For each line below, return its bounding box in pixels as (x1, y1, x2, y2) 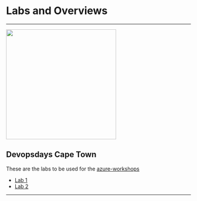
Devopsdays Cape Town (6, 149, 97, 159)
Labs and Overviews (6, 4, 108, 18)
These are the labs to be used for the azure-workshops (6, 165, 140, 172)
